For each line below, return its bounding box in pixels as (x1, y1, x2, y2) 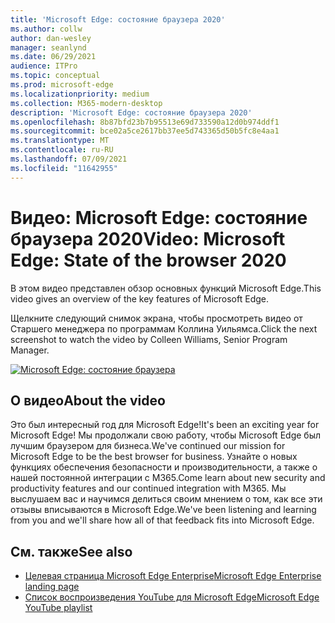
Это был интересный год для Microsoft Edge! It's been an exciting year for (10, 419, 320, 431)
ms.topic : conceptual (10, 71, 101, 81)
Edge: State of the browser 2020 (10, 249, 287, 271)
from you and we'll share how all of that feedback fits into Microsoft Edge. (10, 514, 315, 526)
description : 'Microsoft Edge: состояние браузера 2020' (10, 107, 253, 118)
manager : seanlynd (10, 42, 87, 53)
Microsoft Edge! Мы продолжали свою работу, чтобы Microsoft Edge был (10, 429, 321, 441)
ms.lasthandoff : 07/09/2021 (10, 154, 128, 164)
